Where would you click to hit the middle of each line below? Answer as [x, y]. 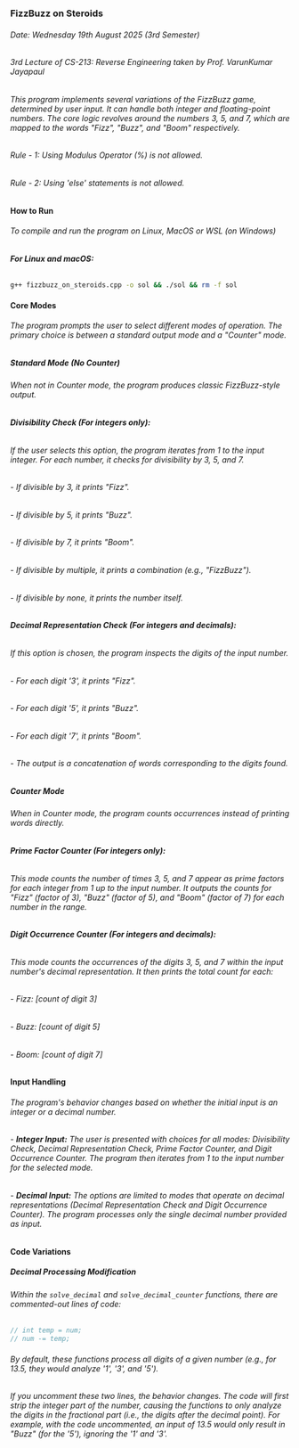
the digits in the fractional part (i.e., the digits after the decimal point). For [145, 1415]
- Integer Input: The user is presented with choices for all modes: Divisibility [150, 1140]
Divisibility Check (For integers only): [81, 422]
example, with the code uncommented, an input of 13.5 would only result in [148, 1425]
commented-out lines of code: [66, 1304]
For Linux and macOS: [52, 258]
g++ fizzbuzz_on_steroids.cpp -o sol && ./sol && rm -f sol [124, 285]
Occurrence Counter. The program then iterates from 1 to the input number [147, 1158]
